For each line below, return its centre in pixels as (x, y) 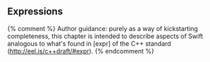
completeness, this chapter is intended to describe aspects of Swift (105, 36)
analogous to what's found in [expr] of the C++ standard (89, 43)
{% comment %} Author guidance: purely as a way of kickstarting (103, 28)
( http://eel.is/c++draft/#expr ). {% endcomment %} (81, 51)
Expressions (35, 12)
